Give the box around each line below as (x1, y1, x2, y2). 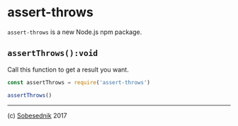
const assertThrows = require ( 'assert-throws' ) (7, 79, 151, 86)
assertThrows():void (7, 48, 98, 59)
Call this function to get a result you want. (7, 65, 129, 74)
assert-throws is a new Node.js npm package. (7, 28, 142, 36)
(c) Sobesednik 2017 (7, 111, 67, 120)
